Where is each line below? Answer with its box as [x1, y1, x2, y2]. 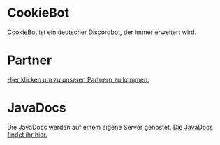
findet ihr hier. [7, 130, 47, 139]
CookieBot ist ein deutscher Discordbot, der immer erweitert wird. [7, 28, 197, 36]
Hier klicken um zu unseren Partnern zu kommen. [7, 75, 150, 84]
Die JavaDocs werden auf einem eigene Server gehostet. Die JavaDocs [7, 123, 213, 131]
